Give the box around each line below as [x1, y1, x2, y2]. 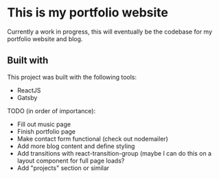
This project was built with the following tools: [7, 73, 137, 81]
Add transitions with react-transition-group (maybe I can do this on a [16, 149, 211, 157]
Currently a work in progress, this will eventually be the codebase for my [7, 27, 213, 36]
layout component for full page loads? [16, 156, 125, 165]
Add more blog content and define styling [16, 142, 135, 150]
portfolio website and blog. [7, 34, 83, 43]
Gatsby [16, 93, 38, 102]
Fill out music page [16, 120, 71, 128]
